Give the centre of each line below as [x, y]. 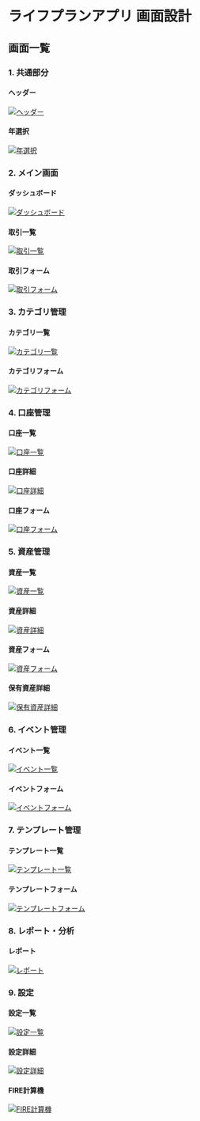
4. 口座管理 [29, 412]
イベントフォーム [36, 789]
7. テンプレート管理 [45, 830]
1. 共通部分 [28, 72]
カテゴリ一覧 [29, 332]
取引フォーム [29, 271]
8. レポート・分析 [42, 930]
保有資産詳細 [29, 688]
